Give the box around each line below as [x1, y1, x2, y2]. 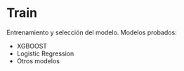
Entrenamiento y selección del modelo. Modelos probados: [6, 28, 177, 37]
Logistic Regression [16, 49, 74, 58]
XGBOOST [16, 41, 47, 50]
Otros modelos [16, 56, 60, 65]
